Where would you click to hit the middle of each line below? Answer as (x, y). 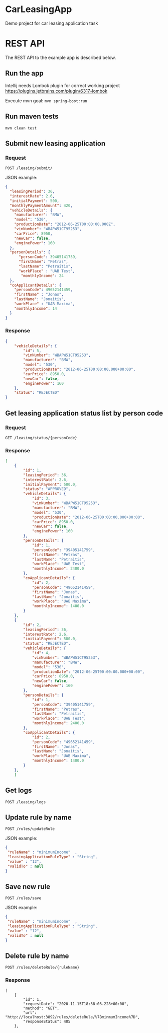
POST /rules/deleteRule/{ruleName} (42, 968)
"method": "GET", (41, 1008)
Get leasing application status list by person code (84, 413)
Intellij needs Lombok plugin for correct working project (63, 85)
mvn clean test (21, 128)
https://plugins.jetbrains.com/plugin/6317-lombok (56, 91)
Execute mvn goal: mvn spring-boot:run (46, 100)
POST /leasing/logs (26, 802)
